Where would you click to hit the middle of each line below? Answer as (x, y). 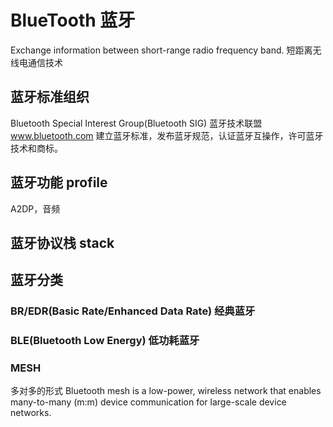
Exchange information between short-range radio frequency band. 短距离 (161, 50)
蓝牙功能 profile (59, 182)
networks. (31, 413)
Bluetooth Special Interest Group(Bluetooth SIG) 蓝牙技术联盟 (136, 123)
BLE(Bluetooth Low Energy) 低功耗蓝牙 (105, 341)
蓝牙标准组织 (50, 97)
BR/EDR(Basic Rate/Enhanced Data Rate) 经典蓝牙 (133, 311)
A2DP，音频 (35, 208)
